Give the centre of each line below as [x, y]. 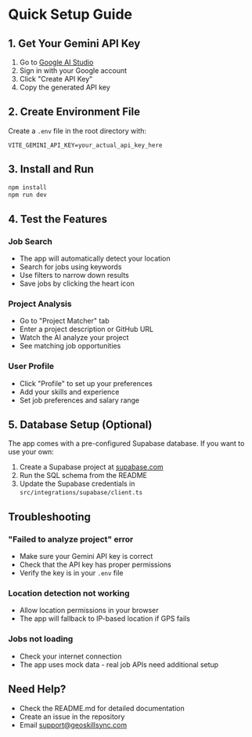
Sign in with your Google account [73, 71]
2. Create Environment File [74, 112]
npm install [27, 187]
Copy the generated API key [65, 87]
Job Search [30, 241]
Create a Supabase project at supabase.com [91, 467]
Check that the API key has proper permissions [95, 565]
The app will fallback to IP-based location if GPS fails [104, 618]
